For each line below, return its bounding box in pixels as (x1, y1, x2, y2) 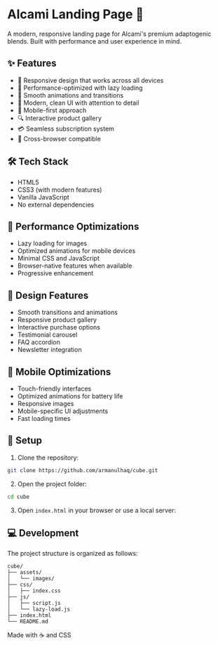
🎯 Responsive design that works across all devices (17, 76, 164, 84)
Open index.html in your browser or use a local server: (17, 506, 177, 514)
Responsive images (17, 400, 74, 408)
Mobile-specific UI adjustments (17, 407, 109, 415)
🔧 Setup (7, 435, 43, 447)
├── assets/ (7, 569, 42, 576)
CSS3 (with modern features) (17, 185, 102, 194)
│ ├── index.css (7, 587, 61, 594)
